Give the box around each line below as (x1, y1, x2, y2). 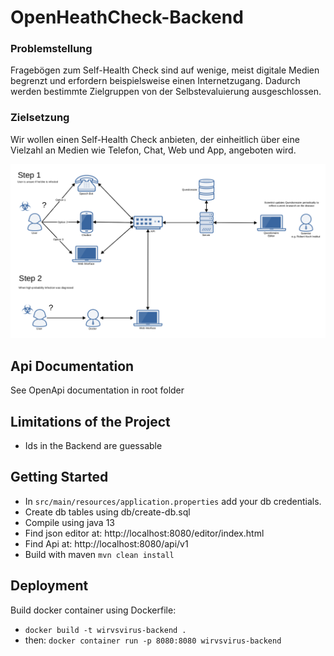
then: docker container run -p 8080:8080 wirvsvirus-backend (24, 634, 282, 646)
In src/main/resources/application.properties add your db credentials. (24, 495, 322, 507)
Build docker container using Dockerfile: (10, 604, 177, 616)
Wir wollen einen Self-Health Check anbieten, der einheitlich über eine (10, 133, 300, 145)
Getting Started (10, 469, 109, 486)
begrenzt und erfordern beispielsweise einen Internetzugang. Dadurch (10, 75, 301, 87)
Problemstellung (10, 42, 93, 56)
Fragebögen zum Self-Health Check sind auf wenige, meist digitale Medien (10, 64, 320, 76)
